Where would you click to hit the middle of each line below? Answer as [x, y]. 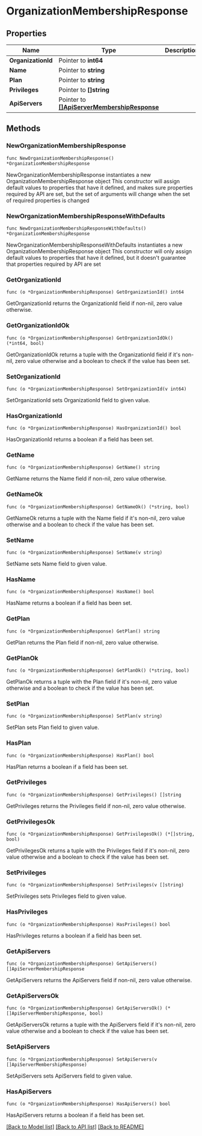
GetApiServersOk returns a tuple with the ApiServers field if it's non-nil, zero [101, 1025]
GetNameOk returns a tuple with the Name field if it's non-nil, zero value [96, 518]
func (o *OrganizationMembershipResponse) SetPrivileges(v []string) [95, 885]
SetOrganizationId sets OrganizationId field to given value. [78, 400]
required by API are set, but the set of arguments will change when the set [98, 194]
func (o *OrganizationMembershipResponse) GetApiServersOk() [84, 1008]
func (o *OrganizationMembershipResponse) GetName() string [83, 468]
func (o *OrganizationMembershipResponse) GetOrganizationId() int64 [95, 292]
